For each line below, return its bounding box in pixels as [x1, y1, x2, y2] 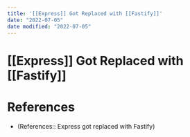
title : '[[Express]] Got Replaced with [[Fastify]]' [7, 10, 163, 17]
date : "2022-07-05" [7, 17, 64, 24]
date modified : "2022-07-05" [7, 23, 92, 30]
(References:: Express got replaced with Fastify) [17, 122, 155, 130]
